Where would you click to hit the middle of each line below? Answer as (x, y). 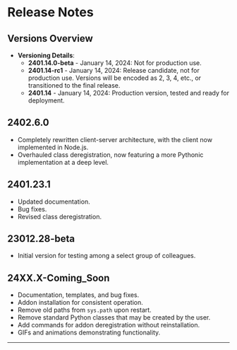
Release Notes (50, 12)
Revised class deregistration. (60, 216)
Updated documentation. (54, 202)
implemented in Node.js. (53, 147)
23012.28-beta (41, 239)
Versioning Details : (46, 55)
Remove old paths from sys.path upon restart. (84, 310)
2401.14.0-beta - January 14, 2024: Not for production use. (115, 63)
